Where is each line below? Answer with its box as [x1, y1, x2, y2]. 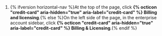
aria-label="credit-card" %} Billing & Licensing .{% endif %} [10, 25, 137, 31]
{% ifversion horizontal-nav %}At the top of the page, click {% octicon [10, 4, 157, 10]
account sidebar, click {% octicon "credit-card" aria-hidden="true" [10, 20, 153, 26]
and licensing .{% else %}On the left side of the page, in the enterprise [10, 15, 157, 20]
